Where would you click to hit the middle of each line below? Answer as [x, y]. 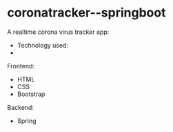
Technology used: [43, 45]
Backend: [21, 107]
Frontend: [21, 66]
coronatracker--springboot [86, 13]
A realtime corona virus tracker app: [58, 32]
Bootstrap [31, 94]
